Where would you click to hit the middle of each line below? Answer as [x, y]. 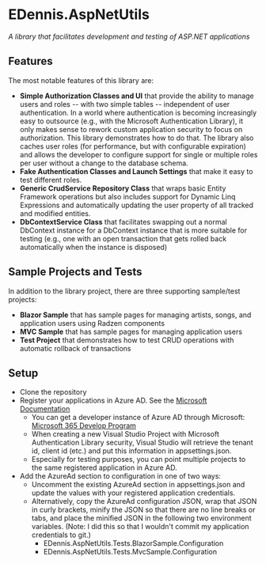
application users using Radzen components [92, 323]
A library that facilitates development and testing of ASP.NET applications [129, 36]
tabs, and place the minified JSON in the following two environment [141, 518]
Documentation [45, 409]
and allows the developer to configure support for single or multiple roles [139, 154]
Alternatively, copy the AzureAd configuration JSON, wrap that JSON [144, 502]
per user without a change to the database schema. [104, 163]
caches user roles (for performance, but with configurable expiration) [133, 146]
